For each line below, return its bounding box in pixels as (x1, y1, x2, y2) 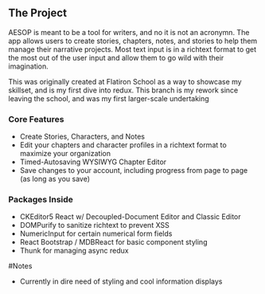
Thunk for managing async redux (19, 246, 129, 256)
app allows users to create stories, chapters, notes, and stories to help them (8, 36, 258, 45)
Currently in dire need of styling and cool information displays (19, 276, 223, 286)
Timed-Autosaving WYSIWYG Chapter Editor (19, 157, 167, 167)
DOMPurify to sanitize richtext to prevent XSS (19, 221, 170, 230)
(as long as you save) (19, 174, 90, 184)
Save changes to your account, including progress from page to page (19, 166, 248, 175)
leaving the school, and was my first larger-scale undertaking (8, 93, 209, 103)
